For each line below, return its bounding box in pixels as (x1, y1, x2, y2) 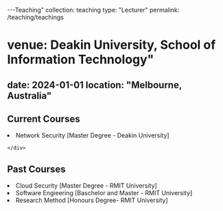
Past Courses (7, 163, 67, 175)
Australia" (7, 89, 52, 102)
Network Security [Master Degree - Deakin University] (16, 131, 169, 140)
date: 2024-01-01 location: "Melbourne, (7, 79, 182, 91)
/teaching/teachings (7, 13, 64, 21)
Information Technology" (7, 52, 154, 67)
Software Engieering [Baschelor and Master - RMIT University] (16, 189, 193, 197)
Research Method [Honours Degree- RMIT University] (16, 196, 168, 205)
